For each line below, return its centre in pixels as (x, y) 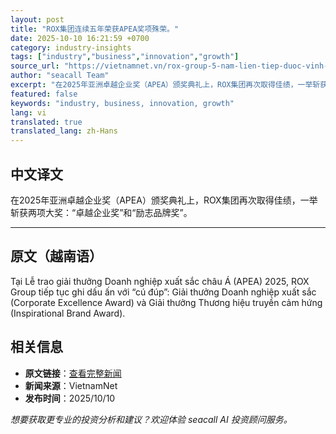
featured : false (44, 94)
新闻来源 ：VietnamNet (71, 385)
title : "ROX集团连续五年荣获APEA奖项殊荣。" (95, 29)
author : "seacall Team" (60, 76)
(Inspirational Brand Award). (68, 313)
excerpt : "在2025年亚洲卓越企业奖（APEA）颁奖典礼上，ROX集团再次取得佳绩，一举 (161, 85)
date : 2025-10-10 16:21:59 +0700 (80, 38)
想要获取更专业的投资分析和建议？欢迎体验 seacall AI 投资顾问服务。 (151, 419)
